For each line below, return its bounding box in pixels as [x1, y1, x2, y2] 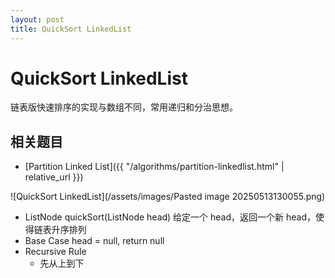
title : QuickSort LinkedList [10, 24, 132, 34]
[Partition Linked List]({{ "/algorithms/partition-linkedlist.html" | [24, 161, 285, 173]
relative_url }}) [24, 171, 84, 183]
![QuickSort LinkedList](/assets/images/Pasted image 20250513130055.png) [10, 191, 326, 203]
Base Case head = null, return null [24, 235, 165, 247]
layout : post [10, 14, 65, 25]
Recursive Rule [24, 246, 87, 258]
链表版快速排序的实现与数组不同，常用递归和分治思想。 [10, 101, 238, 113]
